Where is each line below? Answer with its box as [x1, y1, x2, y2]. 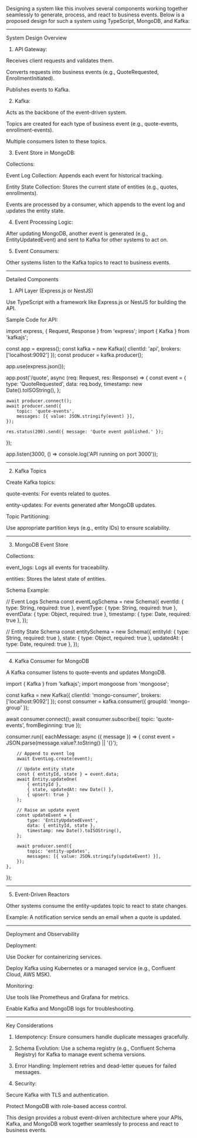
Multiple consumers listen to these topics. [6, 138, 107, 144]
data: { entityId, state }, [27, 823, 96, 829]
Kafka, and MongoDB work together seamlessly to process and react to [6, 1120, 179, 1127]
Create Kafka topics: [6, 479, 56, 486]
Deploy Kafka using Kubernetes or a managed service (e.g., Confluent [6, 965, 176, 971]
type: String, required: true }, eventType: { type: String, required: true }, [6, 604, 178, 611]
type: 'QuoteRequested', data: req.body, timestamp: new [6, 381, 142, 387]
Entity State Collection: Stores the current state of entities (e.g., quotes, [6, 183, 179, 190]
